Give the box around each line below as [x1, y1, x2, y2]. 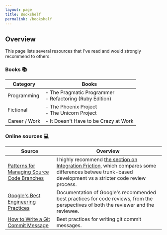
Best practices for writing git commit [56, 216, 142, 223]
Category [12, 80, 36, 87]
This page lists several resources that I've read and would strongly [5, 48, 142, 54]
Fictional [7, 106, 28, 113]
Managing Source [7, 168, 49, 175]
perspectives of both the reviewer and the [56, 201, 155, 208]
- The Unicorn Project [45, 110, 97, 117]
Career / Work [7, 118, 41, 125]
